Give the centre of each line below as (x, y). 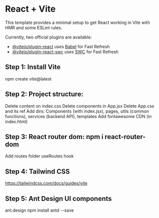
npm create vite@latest (28, 79)
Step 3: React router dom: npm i (54, 137)
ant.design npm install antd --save (40, 210)
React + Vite (30, 9)
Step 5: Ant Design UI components (59, 198)
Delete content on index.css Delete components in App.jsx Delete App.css (80, 106)
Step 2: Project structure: (44, 94)
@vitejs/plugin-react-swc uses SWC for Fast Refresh (65, 52)
